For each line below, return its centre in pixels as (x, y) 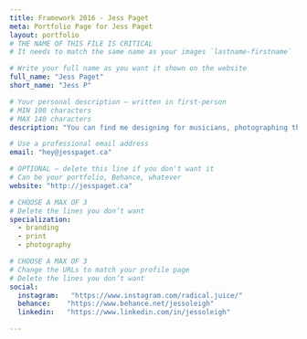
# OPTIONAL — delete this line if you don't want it (112, 169)
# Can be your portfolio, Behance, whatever (95, 177)
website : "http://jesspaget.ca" (71, 185)
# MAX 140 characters (51, 119)
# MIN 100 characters (51, 111)
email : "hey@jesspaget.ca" (61, 153)
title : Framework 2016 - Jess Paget (79, 18)
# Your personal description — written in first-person (118, 101)
